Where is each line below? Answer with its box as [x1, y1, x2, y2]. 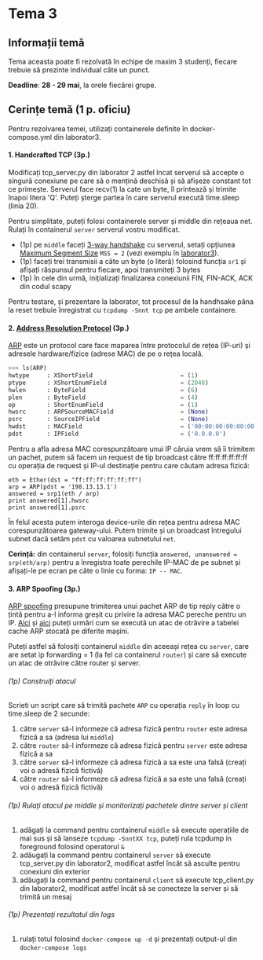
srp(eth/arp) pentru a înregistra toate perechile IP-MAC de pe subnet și [8, 557, 241, 566]
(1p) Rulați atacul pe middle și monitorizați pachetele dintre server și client [8, 801, 249, 810]
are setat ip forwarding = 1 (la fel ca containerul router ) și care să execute [8, 650, 247, 660]
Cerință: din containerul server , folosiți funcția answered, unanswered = [8, 549, 238, 559]
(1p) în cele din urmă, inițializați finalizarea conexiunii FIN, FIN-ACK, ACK [19, 273, 254, 283]
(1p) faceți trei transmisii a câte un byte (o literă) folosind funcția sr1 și [19, 257, 247, 266]
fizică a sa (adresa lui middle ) [19, 732, 115, 742]
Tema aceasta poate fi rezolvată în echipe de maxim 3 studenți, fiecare [8, 57, 238, 66]
